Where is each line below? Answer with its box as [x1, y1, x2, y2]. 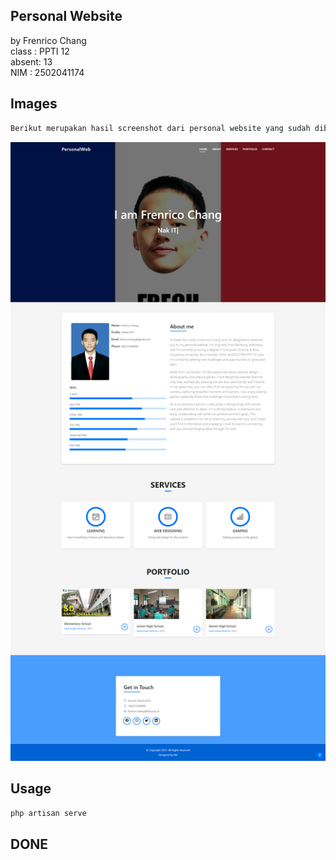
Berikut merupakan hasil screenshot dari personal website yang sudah [10, 123, 311, 133]
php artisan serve [10, 808, 87, 818]
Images [10, 95, 58, 113]
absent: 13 [10, 55, 53, 68]
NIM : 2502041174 [10, 66, 85, 78]
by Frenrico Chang [10, 34, 87, 46]
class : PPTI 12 [10, 45, 70, 57]
